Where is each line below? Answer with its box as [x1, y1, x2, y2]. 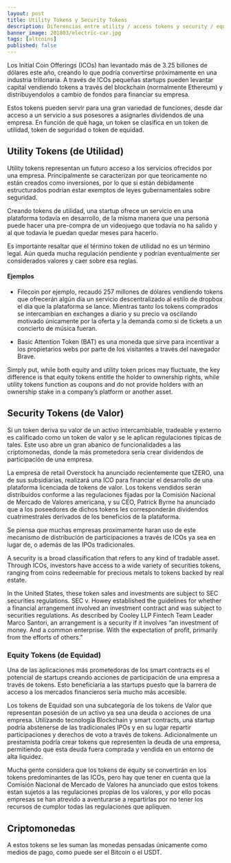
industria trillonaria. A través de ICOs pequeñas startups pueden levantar [7, 76, 214, 83]
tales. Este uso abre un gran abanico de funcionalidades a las [7, 440, 181, 449]
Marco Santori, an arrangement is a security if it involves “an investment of [7, 618, 219, 627]
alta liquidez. [7, 753, 43, 761]
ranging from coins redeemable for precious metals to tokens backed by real [7, 568, 224, 576]
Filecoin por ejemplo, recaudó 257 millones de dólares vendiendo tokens [16, 287, 223, 296]
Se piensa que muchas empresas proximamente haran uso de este [7, 525, 196, 534]
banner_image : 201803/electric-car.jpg [7, 29, 122, 37]
